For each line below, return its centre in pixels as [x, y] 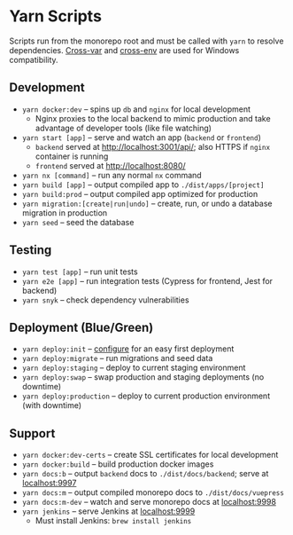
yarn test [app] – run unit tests [80, 271]
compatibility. [34, 59]
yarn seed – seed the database [78, 222]
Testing [31, 250]
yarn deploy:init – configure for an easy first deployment [128, 349]
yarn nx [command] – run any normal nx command [112, 175]
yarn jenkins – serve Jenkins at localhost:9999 [108, 511]
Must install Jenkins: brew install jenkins [113, 521]
